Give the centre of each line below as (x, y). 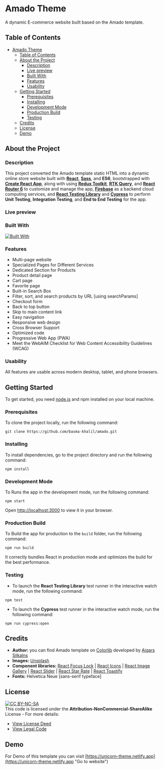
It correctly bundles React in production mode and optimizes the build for (79, 557)
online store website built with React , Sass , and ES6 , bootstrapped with (78, 179)
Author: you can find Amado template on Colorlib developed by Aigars (83, 650)
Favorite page (26, 285)
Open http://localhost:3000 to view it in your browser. (59, 510)
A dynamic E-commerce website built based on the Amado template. (74, 22)
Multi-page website (32, 259)
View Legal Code (29, 729)
